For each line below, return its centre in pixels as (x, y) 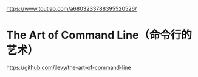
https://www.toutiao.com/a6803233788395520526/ (72, 9)
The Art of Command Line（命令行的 (99, 35)
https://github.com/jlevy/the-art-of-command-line (69, 67)
